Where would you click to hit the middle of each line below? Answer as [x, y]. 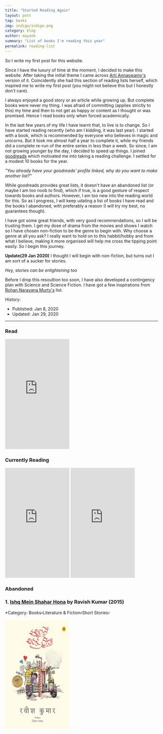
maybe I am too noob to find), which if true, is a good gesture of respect [77, 190]
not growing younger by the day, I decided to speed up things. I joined [75, 151]
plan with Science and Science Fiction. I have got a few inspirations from [78, 285]
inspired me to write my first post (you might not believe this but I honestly [79, 86]
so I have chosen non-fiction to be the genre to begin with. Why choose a [79, 230]
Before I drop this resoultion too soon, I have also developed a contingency [80, 280]
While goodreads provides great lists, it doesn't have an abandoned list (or [80, 185]
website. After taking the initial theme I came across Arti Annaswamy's [75, 75]
